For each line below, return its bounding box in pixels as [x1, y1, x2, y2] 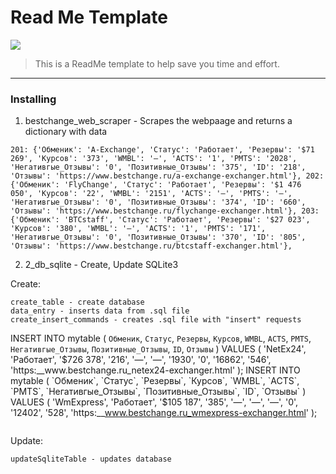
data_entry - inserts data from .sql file [10, 306, 190, 316]
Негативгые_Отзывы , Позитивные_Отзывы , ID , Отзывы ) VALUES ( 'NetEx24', [10, 343, 307, 355]
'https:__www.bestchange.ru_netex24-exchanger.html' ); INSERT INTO [10, 364, 301, 376]
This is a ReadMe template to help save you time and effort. [34, 57, 280, 70]
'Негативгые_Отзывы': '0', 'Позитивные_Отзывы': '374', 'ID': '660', [10, 197, 307, 208]
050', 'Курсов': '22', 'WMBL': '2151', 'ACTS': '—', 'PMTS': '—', [10, 189, 293, 199]
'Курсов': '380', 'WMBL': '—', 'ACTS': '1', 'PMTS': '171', [10, 224, 267, 234]
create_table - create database [10, 297, 145, 308]
